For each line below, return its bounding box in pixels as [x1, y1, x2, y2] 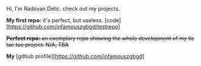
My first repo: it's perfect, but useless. [6, 17, 103, 23]
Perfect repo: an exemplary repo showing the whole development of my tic [6, 35, 195, 41]
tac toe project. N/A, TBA [6, 41, 69, 48]
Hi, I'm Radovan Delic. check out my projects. [6, 5, 120, 12]
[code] [104, 17, 121, 23]
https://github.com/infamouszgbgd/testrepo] [8, 23, 120, 30]
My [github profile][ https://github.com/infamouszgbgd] [6, 53, 145, 59]
